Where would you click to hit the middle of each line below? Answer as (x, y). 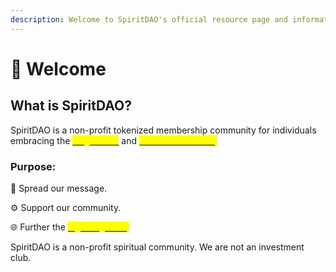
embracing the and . (114, 140)
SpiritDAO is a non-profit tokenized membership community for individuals (163, 130)
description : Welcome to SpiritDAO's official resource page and (149, 19)
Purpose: (33, 166)
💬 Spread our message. (59, 188)
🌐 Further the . (70, 227)
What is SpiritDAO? (71, 106)
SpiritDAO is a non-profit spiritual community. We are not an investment (157, 247)
